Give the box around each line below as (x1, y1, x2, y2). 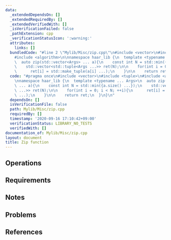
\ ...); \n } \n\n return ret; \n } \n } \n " (14, 93, 115, 98)
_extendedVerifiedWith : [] (10, 21, 67, 27)
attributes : (10, 41, 36, 46)
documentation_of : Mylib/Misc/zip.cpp (5, 130, 88, 135)
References (5, 228, 43, 236)
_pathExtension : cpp (10, 31, 53, 36)
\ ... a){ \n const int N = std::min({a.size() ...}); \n (14, 83, 142, 88)
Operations (5, 159, 42, 167)
